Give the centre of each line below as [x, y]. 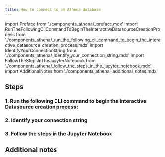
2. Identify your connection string [46, 120]
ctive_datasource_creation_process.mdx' [47, 45]
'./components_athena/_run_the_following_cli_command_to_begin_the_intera [83, 40]
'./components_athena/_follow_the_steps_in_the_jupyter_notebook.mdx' [78, 66]
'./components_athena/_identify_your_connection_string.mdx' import [75, 55]
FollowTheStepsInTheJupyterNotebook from [50, 60]
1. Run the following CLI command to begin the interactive [76, 101]
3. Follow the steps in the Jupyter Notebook [59, 133]
